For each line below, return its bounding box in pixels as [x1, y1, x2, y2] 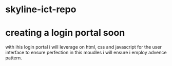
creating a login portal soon [5, 27, 125, 39]
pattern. [5, 55, 22, 61]
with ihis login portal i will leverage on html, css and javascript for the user [5, 44, 162, 50]
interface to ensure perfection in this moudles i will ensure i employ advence [5, 50, 167, 56]
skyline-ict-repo [5, 4, 77, 15]
